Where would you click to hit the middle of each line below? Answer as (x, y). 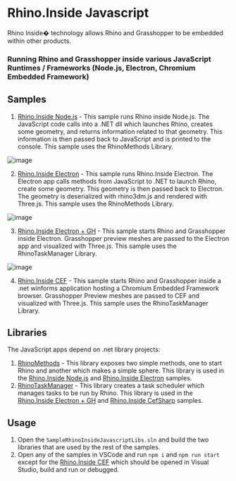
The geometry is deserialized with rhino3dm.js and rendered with (112, 196)
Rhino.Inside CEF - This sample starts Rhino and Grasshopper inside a (119, 280)
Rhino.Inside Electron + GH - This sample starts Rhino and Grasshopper (122, 231)
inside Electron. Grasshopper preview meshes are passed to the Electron (123, 238)
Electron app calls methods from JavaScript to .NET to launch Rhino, (117, 181)
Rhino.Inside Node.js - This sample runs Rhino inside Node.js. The (113, 116)
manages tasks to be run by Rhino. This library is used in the (105, 393)
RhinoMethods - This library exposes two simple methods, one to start (120, 363)
